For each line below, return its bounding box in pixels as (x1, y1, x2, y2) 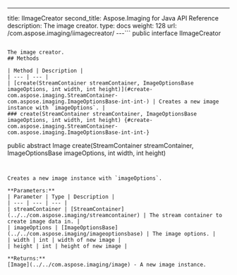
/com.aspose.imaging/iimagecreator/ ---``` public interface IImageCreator (7, 29, 221, 37)
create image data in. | (7, 218, 80, 225)
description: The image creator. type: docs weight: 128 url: (7, 22, 178, 30)
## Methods (7, 55, 39, 62)
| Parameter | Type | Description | (7, 193, 115, 200)
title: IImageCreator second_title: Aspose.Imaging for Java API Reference (7, 14, 219, 22)
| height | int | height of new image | (7, 243, 128, 250)
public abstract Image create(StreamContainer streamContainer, (7, 142, 194, 149)
